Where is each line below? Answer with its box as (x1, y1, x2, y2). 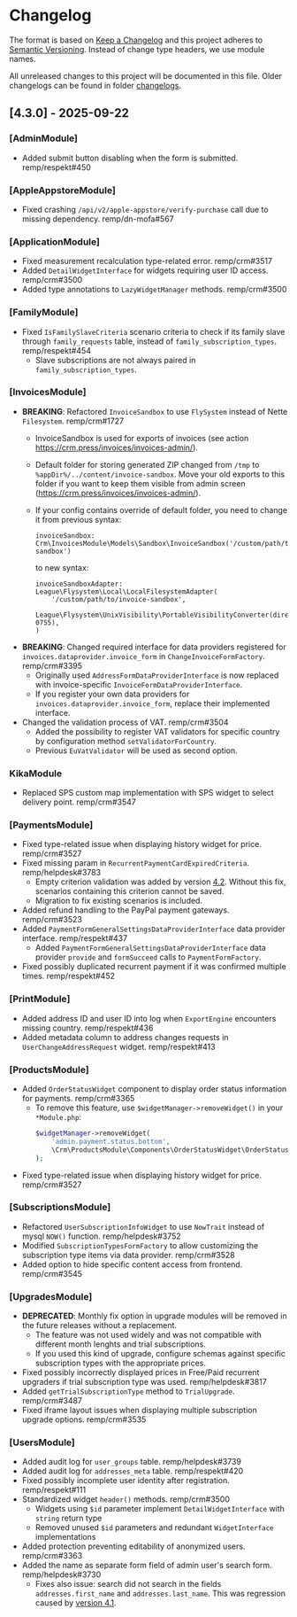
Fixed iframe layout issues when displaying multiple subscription (21, 1405, 258, 1416)
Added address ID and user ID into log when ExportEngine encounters (21, 1013, 277, 1023)
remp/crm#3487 (21, 1395, 82, 1406)
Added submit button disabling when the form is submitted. (21, 152, 239, 163)
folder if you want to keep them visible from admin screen (34, 478, 246, 488)
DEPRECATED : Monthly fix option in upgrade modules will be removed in (21, 1310, 287, 1321)
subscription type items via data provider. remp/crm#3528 (21, 1249, 236, 1260)
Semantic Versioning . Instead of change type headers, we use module (9, 43, 265, 54)
